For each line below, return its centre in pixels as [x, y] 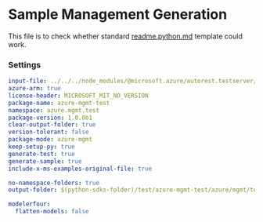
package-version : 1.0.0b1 [50, 118]
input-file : [27, 81]
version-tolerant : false [49, 132]
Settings [25, 64]
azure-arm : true [34, 89]
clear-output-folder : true [52, 125]
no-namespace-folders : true [54, 183]
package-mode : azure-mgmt [50, 140]
